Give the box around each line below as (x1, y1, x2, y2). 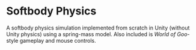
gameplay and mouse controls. (19, 37, 96, 44)
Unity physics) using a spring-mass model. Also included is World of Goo (6, 30, 188, 37)
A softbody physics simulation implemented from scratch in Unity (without (6, 24, 190, 31)
